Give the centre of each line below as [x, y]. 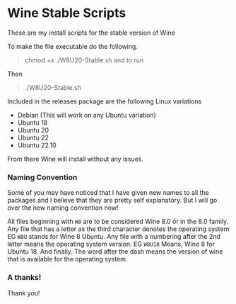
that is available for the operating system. [67, 259]
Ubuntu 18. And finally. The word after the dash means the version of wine [115, 252]
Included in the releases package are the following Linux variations [105, 101]
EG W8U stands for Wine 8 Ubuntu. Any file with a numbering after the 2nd [114, 237]
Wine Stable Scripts [67, 13]
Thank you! [24, 293]
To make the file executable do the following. [72, 46]
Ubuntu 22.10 [37, 145]
